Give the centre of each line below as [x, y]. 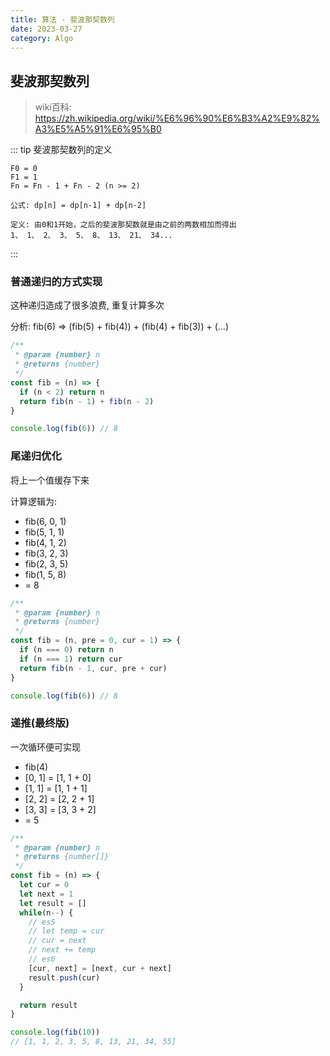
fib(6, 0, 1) [45, 521]
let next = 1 [46, 894]
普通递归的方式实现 [56, 282]
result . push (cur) [64, 977]
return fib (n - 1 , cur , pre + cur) [93, 668]
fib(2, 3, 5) [46, 563]
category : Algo [42, 38]
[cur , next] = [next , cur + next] [100, 968]
